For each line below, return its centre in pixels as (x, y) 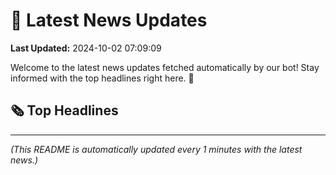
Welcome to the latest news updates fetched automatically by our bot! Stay (165, 67)
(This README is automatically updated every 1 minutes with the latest (156, 149)
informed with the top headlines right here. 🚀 (102, 78)
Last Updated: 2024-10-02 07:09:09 (86, 48)
